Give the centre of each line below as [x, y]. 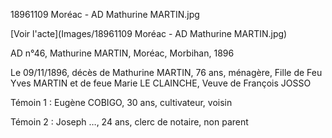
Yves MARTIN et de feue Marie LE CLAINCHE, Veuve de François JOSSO [161, 83]
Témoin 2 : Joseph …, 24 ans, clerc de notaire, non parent [129, 122]
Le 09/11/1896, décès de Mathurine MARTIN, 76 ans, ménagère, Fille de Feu [166, 72]
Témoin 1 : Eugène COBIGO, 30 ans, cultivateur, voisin [121, 102]
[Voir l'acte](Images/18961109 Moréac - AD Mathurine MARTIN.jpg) [149, 33]
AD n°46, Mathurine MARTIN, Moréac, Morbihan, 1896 [122, 53]
